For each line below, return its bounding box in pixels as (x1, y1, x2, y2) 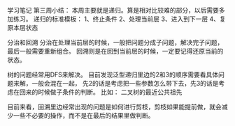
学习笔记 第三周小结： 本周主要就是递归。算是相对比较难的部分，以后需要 (7, 6, 219, 14)
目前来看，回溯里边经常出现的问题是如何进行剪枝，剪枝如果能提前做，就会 (7, 103, 222, 111)
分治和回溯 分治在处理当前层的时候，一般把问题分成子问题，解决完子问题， (7, 38, 224, 47)
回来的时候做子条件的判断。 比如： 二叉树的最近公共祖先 (19, 88, 183, 96)
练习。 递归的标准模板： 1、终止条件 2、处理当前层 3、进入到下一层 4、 (13, 15, 220, 23)
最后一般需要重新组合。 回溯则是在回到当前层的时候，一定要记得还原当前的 (7, 47, 224, 55)
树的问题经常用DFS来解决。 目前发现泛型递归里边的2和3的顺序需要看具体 (7, 70, 219, 79)
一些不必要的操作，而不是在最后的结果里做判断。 (13, 111, 155, 120)
